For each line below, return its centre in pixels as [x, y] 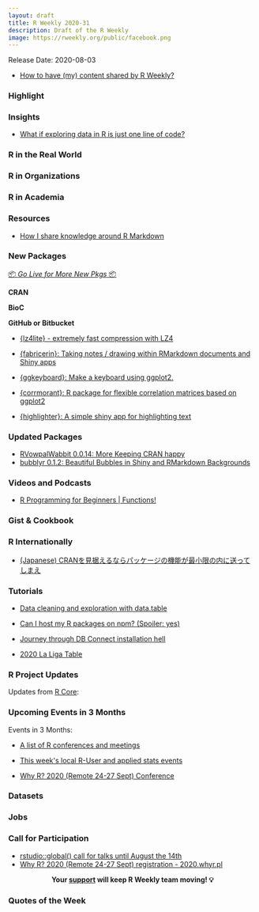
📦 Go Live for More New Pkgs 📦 [62, 274]
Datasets [26, 796]
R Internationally [41, 542]
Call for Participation [49, 838]
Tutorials [26, 591]
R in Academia [36, 197]
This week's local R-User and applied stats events [101, 760]
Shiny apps [38, 361]
